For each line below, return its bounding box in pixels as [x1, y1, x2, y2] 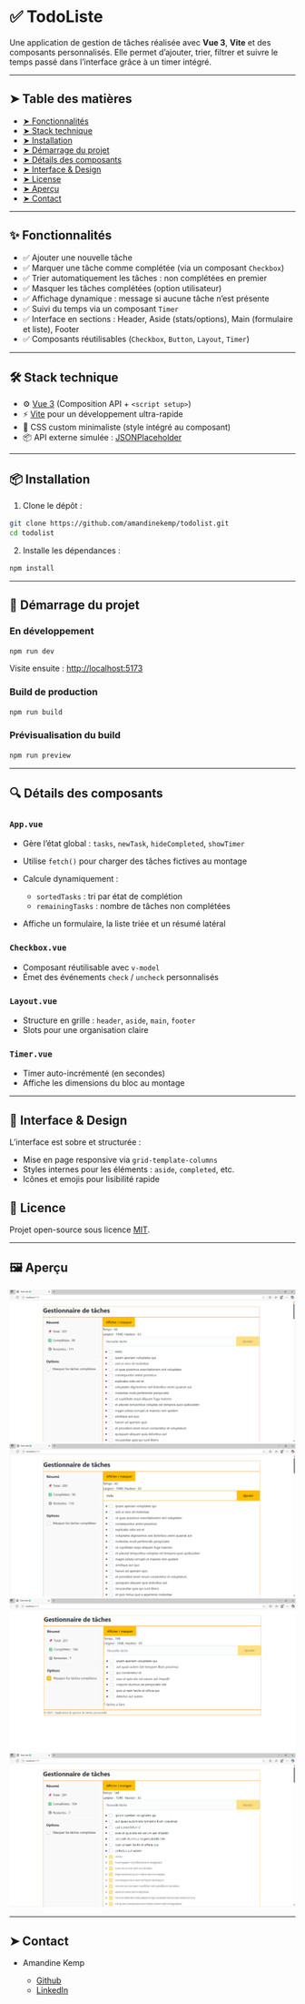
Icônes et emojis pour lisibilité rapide [22, 1174, 161, 1185]
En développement [9, 625, 94, 638]
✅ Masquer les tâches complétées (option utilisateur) [22, 282, 222, 293]
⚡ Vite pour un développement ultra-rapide [22, 409, 183, 420]
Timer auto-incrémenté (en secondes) [22, 1068, 166, 1079]
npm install [9, 563, 54, 572]
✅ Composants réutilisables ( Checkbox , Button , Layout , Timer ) [22, 333, 250, 344]
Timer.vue [9, 1048, 53, 1059]
